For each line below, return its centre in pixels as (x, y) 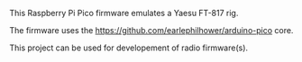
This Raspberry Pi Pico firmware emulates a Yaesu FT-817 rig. (124, 13)
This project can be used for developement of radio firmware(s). (129, 48)
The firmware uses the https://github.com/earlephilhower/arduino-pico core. (151, 30)
